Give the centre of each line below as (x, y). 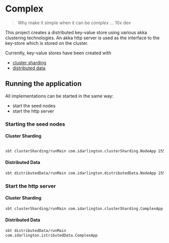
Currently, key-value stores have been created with (58, 53)
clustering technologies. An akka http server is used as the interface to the (82, 38)
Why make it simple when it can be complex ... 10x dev (74, 23)
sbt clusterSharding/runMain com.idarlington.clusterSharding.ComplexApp (84, 209)
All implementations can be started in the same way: (59, 96)
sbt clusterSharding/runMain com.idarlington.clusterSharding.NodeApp (81, 151)
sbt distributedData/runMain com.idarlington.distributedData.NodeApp (81, 173)
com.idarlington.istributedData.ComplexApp (52, 235)
